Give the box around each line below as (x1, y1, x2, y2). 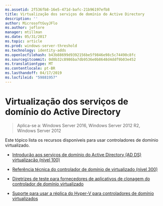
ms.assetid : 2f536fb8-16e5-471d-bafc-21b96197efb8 (5, 7, 110, 12)
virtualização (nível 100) (12, 157, 60, 163)
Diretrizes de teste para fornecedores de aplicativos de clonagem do (12, 176, 150, 182)
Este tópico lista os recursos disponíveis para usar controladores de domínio (5, 137, 159, 143)
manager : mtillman (5, 30, 42, 35)
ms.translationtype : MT (5, 61, 54, 66)
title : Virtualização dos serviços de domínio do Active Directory (5, 12, 145, 17)
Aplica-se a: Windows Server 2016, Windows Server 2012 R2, (17, 122, 141, 128)
